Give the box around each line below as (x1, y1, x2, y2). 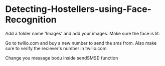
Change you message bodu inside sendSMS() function (5, 55, 118, 61)
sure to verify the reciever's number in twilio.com (5, 45, 107, 51)
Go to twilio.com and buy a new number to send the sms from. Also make (5, 40, 157, 46)
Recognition (5, 14, 57, 25)
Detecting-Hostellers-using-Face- (5, 3, 151, 15)
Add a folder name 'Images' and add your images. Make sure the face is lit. (5, 30, 160, 36)
